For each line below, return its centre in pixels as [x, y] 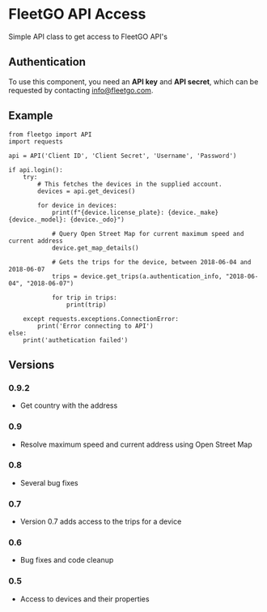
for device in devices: [77, 205]
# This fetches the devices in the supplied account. [130, 184]
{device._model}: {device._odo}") [67, 220]
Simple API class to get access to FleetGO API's [88, 36]
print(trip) [86, 305]
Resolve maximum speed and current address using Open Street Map [136, 444]
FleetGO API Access [77, 14]
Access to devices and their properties [85, 599]
